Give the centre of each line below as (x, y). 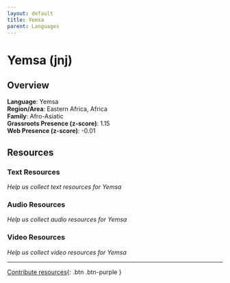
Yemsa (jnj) (40, 60)
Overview (28, 85)
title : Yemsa (26, 20)
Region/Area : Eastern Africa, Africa (57, 109)
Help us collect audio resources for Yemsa (67, 219)
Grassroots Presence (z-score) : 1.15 (59, 123)
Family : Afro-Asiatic (35, 116)
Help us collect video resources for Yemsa (67, 252)
